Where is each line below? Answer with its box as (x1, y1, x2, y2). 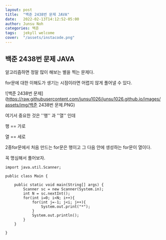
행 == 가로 (5, 123, 26, 129)
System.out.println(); (31, 213, 79, 218)
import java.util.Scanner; (5, 165, 61, 170)
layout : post (5, 7, 32, 12)
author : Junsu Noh (5, 21, 43, 26)
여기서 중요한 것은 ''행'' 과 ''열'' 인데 (5, 112, 76, 118)
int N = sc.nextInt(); (23, 191, 70, 196)
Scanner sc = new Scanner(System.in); (23, 187, 104, 192)
